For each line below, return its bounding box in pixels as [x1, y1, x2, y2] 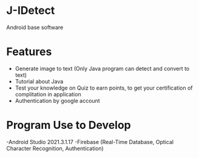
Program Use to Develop [6, 119, 132, 132]
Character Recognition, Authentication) [6, 145, 104, 152]
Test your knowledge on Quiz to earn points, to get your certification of [15, 84, 193, 91]
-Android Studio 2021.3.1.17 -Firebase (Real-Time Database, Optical [6, 138, 174, 145]
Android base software [6, 24, 64, 31]
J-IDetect [6, 4, 55, 18]
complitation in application [15, 90, 81, 97]
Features [6, 45, 52, 59]
